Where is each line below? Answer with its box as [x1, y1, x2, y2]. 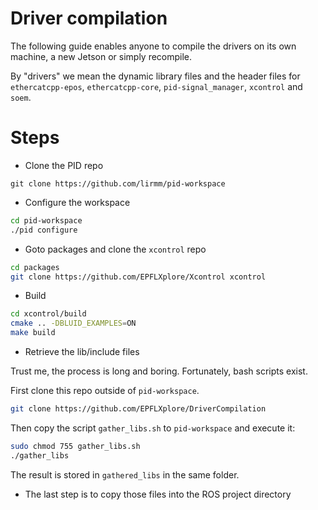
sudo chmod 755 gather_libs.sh [10, 441, 141, 451]
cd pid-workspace [10, 215, 83, 226]
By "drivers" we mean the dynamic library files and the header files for [10, 70, 301, 82]
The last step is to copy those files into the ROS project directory [24, 488, 292, 500]
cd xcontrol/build [10, 309, 87, 319]
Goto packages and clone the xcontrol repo [24, 243, 207, 255]
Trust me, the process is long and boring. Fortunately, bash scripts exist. [10, 365, 308, 377]
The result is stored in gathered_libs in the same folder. [10, 468, 240, 481]
